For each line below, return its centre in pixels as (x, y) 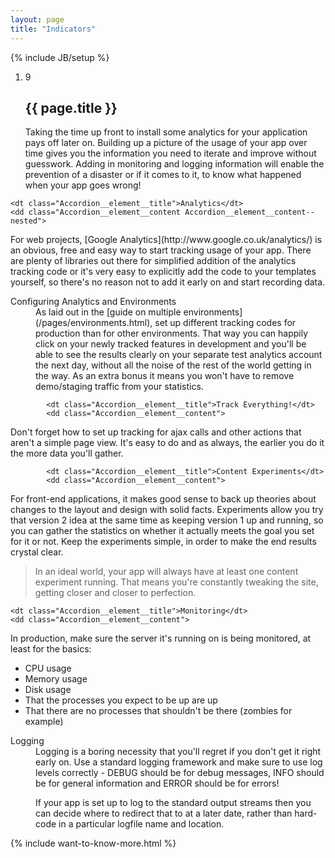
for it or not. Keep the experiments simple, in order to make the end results (163, 542)
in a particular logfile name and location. (141, 824)
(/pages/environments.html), (94, 323)
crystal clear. (37, 552)
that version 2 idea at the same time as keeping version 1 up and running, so (167, 520)
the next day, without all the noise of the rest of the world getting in (173, 365)
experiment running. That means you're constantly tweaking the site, (176, 582)
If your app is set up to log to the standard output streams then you (173, 803)
